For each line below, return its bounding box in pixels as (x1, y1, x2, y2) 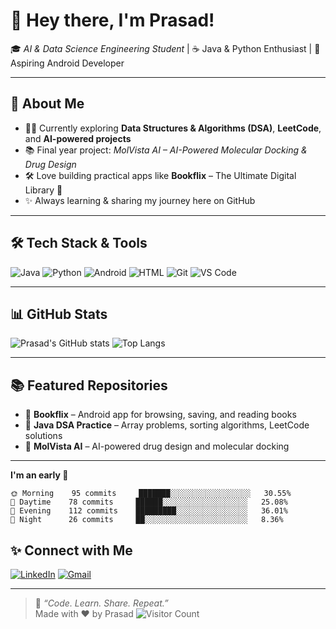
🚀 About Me (10, 95, 85, 113)
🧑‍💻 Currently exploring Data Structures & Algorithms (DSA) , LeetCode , (24, 122, 322, 134)
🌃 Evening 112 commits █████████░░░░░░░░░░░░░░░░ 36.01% (10, 506, 288, 516)
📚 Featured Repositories (10, 377, 168, 394)
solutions (24, 430, 63, 442)
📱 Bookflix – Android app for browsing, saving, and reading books (24, 409, 297, 421)
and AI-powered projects (24, 132, 132, 144)
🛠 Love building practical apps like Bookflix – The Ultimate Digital (24, 169, 297, 181)
